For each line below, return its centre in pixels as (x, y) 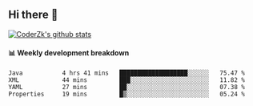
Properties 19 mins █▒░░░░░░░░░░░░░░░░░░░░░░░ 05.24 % (127, 94)
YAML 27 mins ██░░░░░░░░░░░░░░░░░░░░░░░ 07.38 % (127, 88)
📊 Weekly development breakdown (69, 53)
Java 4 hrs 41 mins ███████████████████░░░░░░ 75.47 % (127, 73)
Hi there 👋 (33, 15)
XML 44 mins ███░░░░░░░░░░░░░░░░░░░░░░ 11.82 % (127, 80)
